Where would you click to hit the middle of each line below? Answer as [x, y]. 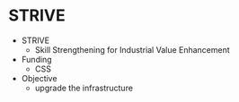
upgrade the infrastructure [84, 88]
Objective [39, 78]
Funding [36, 59]
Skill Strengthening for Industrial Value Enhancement [132, 49]
